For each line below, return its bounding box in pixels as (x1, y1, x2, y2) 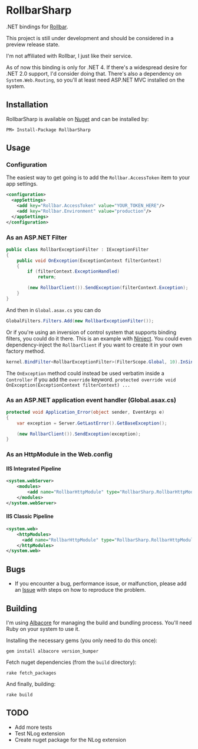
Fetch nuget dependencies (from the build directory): (6, 659, 137, 666)
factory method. (6, 347, 45, 355)
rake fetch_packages (6, 670, 57, 676)
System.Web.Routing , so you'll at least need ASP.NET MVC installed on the (6, 76, 185, 83)
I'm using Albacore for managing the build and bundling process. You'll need (6, 619, 192, 626)
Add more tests (14, 724, 52, 731)
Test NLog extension (14, 729, 65, 737)
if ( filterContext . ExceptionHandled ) (27, 268, 120, 275)
